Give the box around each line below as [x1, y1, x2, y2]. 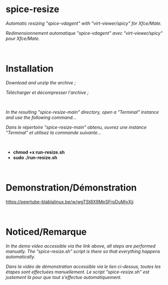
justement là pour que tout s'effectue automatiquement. [6, 274, 122, 280]
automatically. [6, 254, 36, 260]
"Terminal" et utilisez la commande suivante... [6, 129, 102, 135]
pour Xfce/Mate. [6, 35, 40, 41]
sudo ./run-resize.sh [13, 154, 57, 160]
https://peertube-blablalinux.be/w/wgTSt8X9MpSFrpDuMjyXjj [6, 199, 134, 205]
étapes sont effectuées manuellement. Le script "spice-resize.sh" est [6, 269, 150, 275]
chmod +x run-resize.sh [13, 149, 65, 155]
